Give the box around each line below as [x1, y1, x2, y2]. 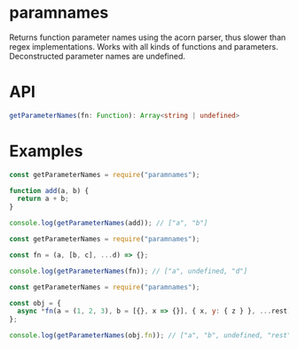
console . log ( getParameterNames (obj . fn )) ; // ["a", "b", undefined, [9, 331, 264, 340]
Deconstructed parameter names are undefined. [9, 50, 186, 61]
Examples [9, 141, 83, 161]
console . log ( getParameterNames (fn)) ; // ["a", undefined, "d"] [9, 267, 248, 275]
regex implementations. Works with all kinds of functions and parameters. [9, 41, 278, 51]
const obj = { [9, 299, 62, 307]
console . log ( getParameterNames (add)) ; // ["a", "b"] [9, 219, 208, 228]
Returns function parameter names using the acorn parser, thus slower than [9, 32, 286, 43]
